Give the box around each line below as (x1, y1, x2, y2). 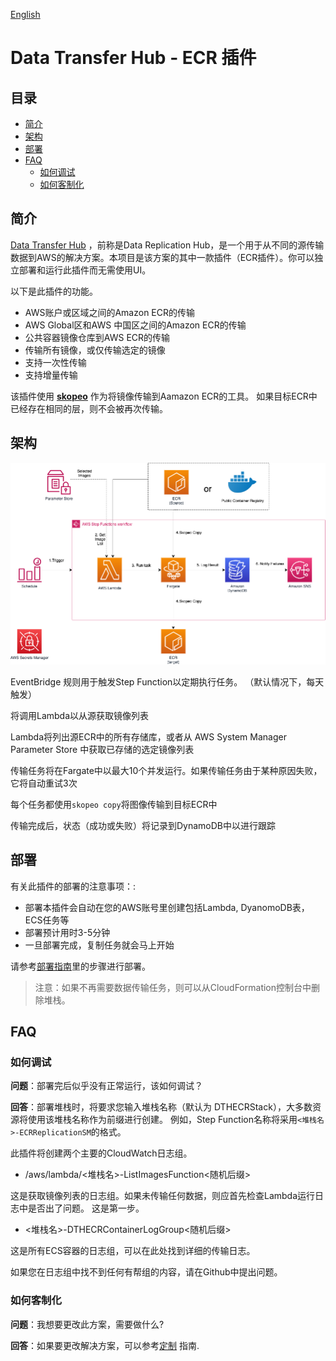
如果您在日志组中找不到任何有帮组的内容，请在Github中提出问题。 (10, 1266, 283, 1278)
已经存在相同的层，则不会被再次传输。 (10, 402, 168, 414)
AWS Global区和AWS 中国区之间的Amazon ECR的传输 (24, 319, 247, 331)
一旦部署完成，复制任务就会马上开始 (24, 939, 175, 951)
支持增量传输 (24, 369, 78, 381)
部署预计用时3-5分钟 (24, 926, 111, 938)
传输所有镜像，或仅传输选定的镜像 (24, 344, 166, 356)
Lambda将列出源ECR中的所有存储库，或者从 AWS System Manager (10, 730, 287, 743)
